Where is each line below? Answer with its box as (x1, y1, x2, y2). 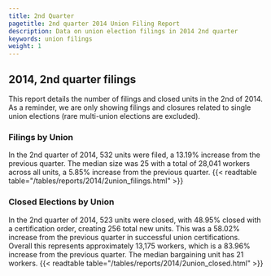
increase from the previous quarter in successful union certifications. (8, 232, 240, 242)
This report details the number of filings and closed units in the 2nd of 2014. (8, 94, 263, 103)
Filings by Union (8, 131, 74, 142)
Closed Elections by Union (8, 196, 115, 208)
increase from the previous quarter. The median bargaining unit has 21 (8, 249, 244, 259)
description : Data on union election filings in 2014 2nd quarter (8, 27, 238, 35)
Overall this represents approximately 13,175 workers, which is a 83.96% (8, 241, 251, 251)
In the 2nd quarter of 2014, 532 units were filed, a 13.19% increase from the (8, 150, 260, 160)
